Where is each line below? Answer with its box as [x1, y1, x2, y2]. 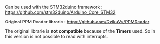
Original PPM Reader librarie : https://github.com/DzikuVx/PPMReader [5, 19, 150, 24]
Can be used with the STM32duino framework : [5, 4, 103, 10]
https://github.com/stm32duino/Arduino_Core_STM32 [5, 9, 116, 15]
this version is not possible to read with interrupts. [5, 34, 108, 39]
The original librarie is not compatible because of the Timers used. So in [5, 28, 156, 34]
